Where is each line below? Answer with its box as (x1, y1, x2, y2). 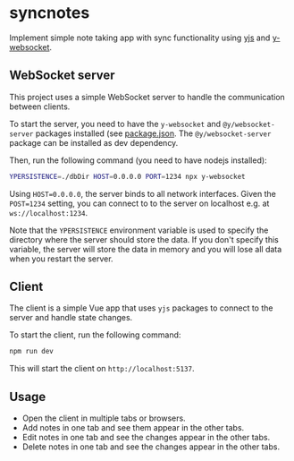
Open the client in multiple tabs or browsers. (21, 413, 186, 423)
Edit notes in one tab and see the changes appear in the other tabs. (21, 432, 271, 443)
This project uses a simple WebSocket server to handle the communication (9, 91, 286, 102)
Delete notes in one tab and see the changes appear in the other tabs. (21, 441, 280, 452)
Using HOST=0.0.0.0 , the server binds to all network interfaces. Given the (9, 188, 277, 199)
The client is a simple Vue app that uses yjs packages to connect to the (9, 303, 273, 313)
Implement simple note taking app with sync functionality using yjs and (9, 32, 271, 43)
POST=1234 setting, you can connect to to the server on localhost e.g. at (9, 198, 270, 209)
